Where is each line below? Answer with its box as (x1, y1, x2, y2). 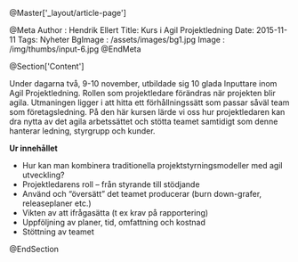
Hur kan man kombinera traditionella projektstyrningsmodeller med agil (21, 160, 283, 170)
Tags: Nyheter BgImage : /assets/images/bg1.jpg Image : (17, 35, 225, 45)
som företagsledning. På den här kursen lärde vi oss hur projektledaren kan (9, 107, 286, 117)
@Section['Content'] (9, 61, 85, 71)
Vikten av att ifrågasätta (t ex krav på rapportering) (21, 208, 209, 217)
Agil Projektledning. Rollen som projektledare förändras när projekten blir (9, 88, 276, 98)
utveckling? (21, 169, 65, 180)
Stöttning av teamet (21, 226, 95, 237)
